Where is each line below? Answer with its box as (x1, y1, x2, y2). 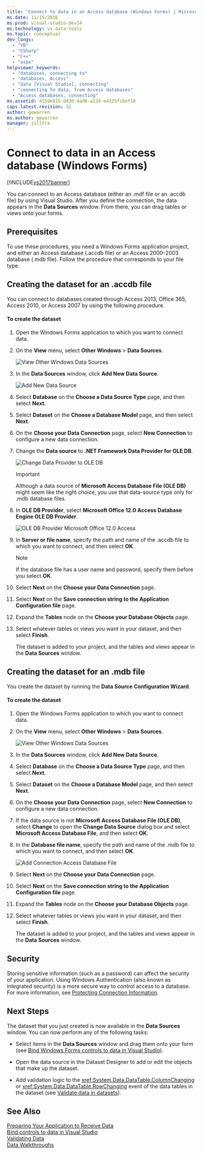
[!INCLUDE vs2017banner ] (7, 179, 71, 186)
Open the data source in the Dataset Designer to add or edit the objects (15, 1058, 192, 1065)
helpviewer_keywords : (7, 64, 61, 71)
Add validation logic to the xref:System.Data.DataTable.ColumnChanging (15, 1076, 195, 1083)
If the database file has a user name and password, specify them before (15, 565, 194, 573)
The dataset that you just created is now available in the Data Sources (7, 1022, 180, 1029)
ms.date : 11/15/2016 (7, 14, 59, 20)
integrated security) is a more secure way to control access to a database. (7, 982, 191, 990)
